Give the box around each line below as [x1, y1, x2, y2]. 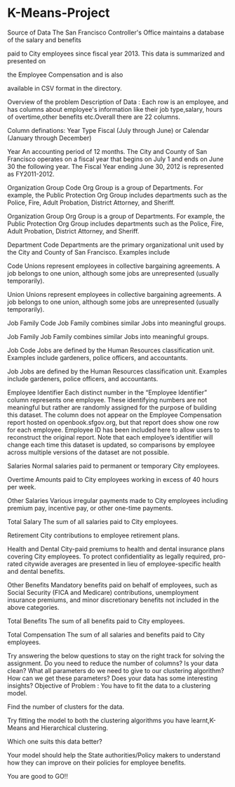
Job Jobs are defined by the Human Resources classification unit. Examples [7, 367, 227, 376]
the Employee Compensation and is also [7, 70, 123, 79]
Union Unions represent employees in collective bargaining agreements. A [7, 290, 222, 298]
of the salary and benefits [7, 35, 82, 44]
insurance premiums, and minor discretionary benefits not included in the [7, 596, 220, 604]
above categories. [7, 603, 60, 611]
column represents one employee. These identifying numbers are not [7, 395, 208, 404]
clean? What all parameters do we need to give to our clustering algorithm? [7, 666, 224, 674]
